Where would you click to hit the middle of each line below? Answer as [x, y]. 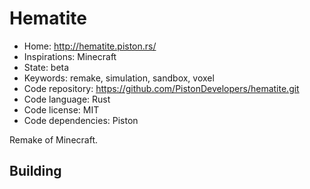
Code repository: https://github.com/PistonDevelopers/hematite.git [161, 88]
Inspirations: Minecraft [70, 56]
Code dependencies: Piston [81, 120]
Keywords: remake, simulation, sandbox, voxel [119, 78]
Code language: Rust [67, 99]
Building [35, 171]
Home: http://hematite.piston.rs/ [90, 46]
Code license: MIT [61, 109]
